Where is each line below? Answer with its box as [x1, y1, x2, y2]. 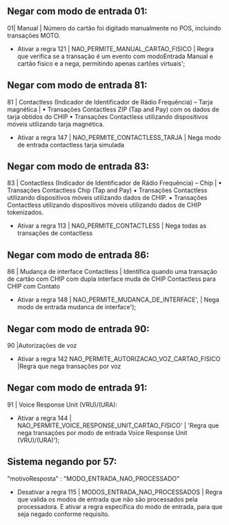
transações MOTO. [7, 31, 61, 39]
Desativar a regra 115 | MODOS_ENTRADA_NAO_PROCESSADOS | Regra [17, 488, 223, 496]
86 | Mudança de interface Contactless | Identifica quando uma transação [7, 268, 217, 276]
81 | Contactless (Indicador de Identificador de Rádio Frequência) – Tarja [7, 98, 213, 106]
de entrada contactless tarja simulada [17, 140, 125, 149]
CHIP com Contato [7, 282, 61, 291]
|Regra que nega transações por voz [17, 362, 121, 371]
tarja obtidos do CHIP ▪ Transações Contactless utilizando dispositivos [7, 112, 208, 120]
